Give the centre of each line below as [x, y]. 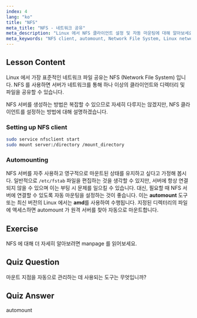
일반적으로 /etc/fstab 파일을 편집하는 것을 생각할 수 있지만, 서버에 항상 [96, 181]
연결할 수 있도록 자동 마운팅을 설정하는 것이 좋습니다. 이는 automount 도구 [102, 195]
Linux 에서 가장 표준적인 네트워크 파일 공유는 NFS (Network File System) [91, 77]
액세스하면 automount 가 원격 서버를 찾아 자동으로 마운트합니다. [85, 210]
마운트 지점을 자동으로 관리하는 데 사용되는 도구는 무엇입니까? [76, 277]
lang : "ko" [19, 17]
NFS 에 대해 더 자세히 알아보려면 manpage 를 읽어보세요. [72, 243]
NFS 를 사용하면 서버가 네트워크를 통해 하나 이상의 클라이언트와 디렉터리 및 [99, 84]
